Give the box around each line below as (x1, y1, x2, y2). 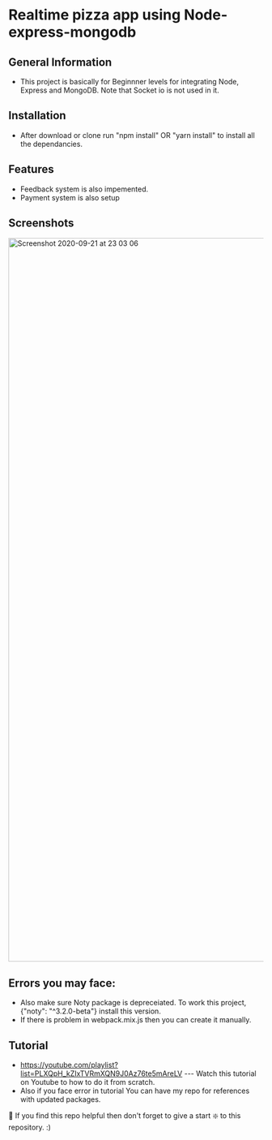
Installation (8, 109, 66, 123)
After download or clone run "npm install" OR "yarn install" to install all (19, 130, 255, 140)
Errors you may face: (8, 976, 116, 990)
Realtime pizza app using (8, 6, 181, 24)
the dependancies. (19, 139, 83, 148)
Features (8, 162, 54, 176)
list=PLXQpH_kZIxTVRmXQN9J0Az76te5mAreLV (19, 1069, 183, 1078)
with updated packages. (19, 1095, 101, 1104)
